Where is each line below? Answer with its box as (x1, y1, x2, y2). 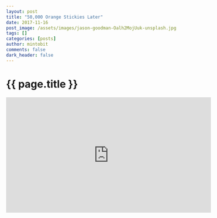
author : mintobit (6, 42, 49, 47)
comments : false (6, 47, 46, 53)
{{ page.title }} (6, 77, 78, 91)
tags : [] (6, 30, 27, 36)
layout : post (6, 8, 38, 15)
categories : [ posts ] (6, 36, 57, 42)
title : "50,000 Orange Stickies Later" (6, 14, 104, 20)
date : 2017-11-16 (6, 19, 49, 25)
